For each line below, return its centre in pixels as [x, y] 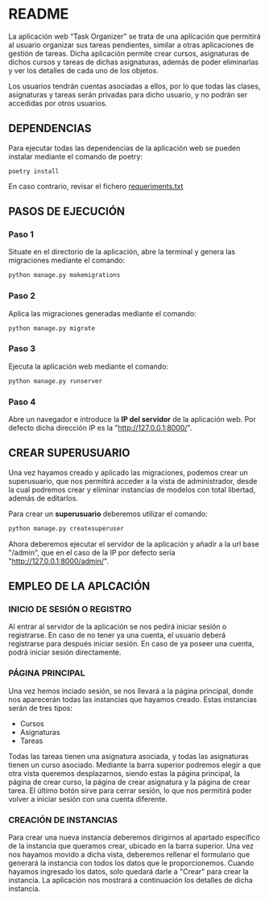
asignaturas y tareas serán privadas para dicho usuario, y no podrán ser [128, 94]
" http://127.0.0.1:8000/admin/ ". [58, 561]
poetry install [34, 171]
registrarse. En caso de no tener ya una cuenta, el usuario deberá [117, 635]
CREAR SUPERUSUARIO [69, 453]
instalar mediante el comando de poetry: [76, 156]
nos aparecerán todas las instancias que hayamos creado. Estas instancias [133, 699]
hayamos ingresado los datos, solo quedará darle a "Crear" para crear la [129, 871]
